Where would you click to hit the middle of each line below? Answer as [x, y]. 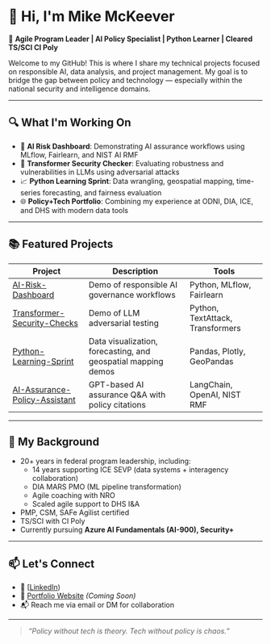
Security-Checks [46, 323]
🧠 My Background [54, 442]
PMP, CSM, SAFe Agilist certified [75, 512]
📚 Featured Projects [61, 244]
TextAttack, [211, 318]
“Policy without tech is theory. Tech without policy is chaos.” [129, 631]
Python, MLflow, [220, 284]
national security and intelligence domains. [79, 89]
